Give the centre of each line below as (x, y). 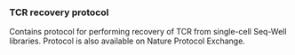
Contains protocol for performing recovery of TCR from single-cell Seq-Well (148, 32)
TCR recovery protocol (59, 12)
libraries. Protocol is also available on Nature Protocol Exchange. (128, 41)
